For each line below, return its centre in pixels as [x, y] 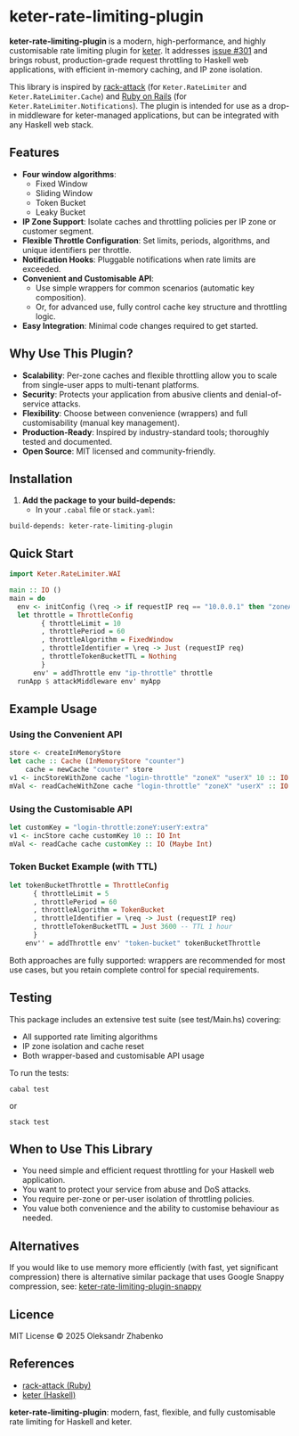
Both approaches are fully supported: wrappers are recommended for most [147, 960]
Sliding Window [64, 193]
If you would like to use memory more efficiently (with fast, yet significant [144, 1268]
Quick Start [41, 553]
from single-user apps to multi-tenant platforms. [110, 384]
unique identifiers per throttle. [77, 250]
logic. [45, 316]
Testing [31, 998]
